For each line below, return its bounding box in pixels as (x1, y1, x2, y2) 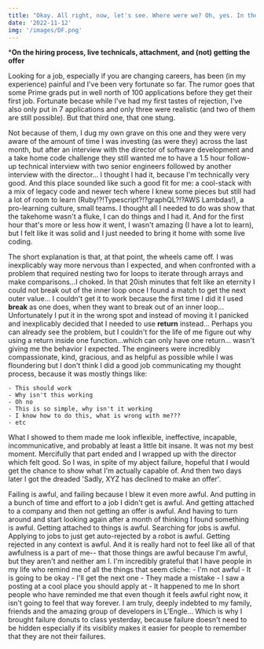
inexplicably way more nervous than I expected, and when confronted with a (8, 260, 256, 270)
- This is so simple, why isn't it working (8, 405, 153, 413)
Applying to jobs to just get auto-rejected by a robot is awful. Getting (8, 532, 230, 541)
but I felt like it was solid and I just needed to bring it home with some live (8, 229, 245, 238)
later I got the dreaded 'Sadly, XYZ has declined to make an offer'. (8, 474, 222, 484)
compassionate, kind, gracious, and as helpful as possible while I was (8, 352, 233, 362)
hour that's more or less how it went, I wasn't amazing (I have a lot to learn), (8, 220, 254, 230)
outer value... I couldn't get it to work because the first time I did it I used (8, 294, 244, 304)
